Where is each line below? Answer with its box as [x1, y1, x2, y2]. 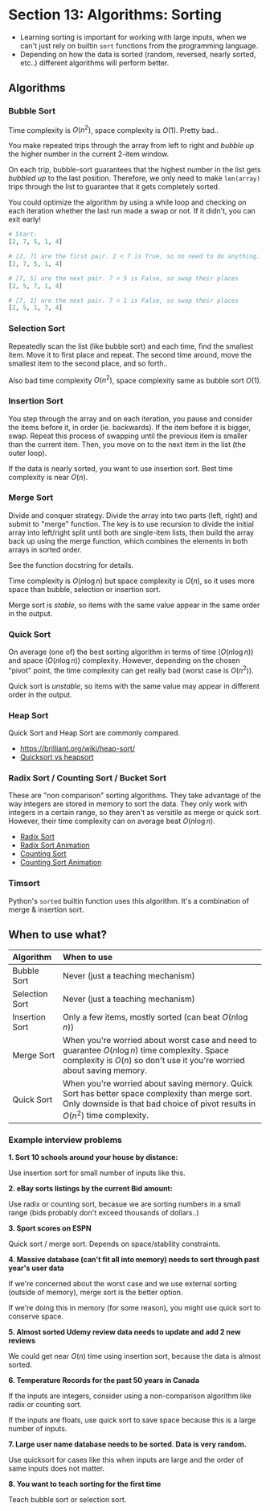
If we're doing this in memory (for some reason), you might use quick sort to [8, 1303, 261, 1313]
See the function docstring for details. [8, 560, 134, 569]
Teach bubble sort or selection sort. [8, 1495, 127, 1505]
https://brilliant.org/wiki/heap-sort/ [19, 743, 135, 754]
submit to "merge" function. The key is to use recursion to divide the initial [8, 519, 255, 528]
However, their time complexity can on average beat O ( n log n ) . [8, 816, 215, 826]
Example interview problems [8, 1134, 123, 1145]
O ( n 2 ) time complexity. [63, 1108, 149, 1121]
